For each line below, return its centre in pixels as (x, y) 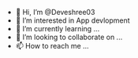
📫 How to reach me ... (52, 46)
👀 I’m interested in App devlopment (73, 20)
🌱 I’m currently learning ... (58, 29)
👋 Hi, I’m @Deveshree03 (55, 12)
